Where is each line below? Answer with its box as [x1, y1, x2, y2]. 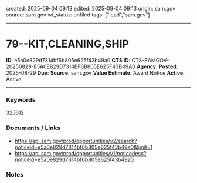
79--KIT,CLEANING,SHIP [6, 38, 129, 51]
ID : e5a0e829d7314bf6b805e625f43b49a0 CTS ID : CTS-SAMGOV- [6, 56, 169, 64]
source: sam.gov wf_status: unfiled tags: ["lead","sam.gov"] [6, 11, 151, 18]
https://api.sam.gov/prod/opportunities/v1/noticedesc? [14, 149, 147, 157]
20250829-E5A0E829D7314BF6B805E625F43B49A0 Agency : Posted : [6, 63, 178, 70]
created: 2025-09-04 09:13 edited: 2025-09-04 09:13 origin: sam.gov [6, 5, 176, 12]
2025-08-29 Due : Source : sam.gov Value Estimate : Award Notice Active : [6, 69, 185, 76]
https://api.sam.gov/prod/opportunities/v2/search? [14, 137, 138, 144]
